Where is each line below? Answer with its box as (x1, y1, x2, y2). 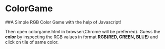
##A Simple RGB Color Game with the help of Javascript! (5, 19, 121, 25)
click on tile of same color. (5, 39, 59, 45)
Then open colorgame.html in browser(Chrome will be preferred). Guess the (5, 28, 161, 34)
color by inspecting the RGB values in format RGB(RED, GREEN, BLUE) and (5, 34, 158, 40)
